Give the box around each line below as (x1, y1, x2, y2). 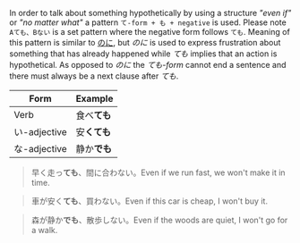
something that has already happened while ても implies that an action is (9, 48, 278, 59)
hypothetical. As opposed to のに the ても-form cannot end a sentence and (9, 60, 287, 70)
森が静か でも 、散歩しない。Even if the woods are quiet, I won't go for (30, 214, 288, 225)
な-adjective (13, 143, 67, 155)
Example (75, 93, 114, 105)
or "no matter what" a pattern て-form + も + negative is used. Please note (9, 17, 287, 28)
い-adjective (13, 126, 67, 138)
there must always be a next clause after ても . (9, 71, 179, 81)
